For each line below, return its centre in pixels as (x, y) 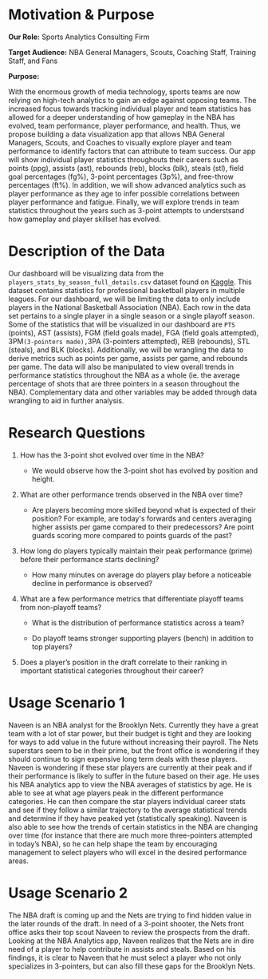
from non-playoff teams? (61, 607)
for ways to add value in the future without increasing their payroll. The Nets (134, 742)
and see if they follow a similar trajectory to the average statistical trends (128, 810)
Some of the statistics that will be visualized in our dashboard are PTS (122, 324)
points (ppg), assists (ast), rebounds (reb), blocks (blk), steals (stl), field (126, 168)
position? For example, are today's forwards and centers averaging (142, 518)
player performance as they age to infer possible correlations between (124, 193)
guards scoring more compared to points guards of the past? (132, 535)
